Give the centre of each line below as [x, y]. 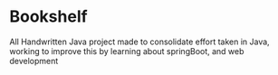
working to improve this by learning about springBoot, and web [127, 51]
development [34, 61]
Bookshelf [48, 17]
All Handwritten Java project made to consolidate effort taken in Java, [139, 42]
